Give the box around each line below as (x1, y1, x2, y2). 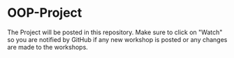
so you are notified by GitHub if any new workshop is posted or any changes (7, 35, 228, 43)
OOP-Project (7, 5, 82, 21)
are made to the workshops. (7, 43, 89, 51)
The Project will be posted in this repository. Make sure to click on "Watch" (7, 28, 223, 36)
